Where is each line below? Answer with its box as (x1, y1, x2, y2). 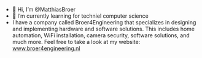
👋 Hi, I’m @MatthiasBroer (12, 6, 76, 13)
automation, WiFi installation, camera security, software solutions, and (12, 32, 190, 39)
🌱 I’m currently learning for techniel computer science (12, 12, 149, 20)
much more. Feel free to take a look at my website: (12, 38, 141, 45)
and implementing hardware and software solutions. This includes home (12, 25, 195, 32)
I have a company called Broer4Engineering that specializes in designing (12, 19, 196, 26)
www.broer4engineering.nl (12, 45, 81, 52)
